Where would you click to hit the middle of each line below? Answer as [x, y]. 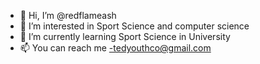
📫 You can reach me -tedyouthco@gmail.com [115, 48]
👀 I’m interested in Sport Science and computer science [134, 26]
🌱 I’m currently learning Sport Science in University [125, 36]
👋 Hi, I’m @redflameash [68, 15]
